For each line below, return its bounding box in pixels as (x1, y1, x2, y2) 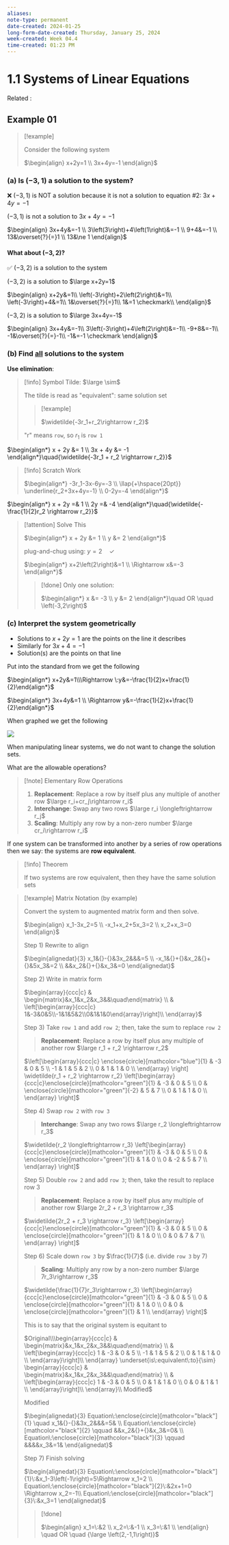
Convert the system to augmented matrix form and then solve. (23, 907, 200, 915)
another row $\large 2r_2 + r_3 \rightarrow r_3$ (40, 1203, 174, 1211)
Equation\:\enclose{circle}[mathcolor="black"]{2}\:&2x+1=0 (23, 1481, 192, 1490)
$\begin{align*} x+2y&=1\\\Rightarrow (7, 676, 113, 684)
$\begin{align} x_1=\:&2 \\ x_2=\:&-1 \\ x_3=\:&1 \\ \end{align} (40, 1522, 209, 1531)
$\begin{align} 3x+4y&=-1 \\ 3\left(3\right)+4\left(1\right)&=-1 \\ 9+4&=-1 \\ (7, 225, 217, 234)
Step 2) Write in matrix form (23, 974, 103, 983)
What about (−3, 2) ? (7, 248, 65, 257)
